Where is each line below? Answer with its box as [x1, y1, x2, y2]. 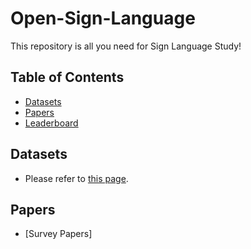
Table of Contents [10, 69, 125, 86]
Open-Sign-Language [10, 7, 196, 30]
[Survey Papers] [24, 228, 93, 240]
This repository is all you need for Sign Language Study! [10, 40, 242, 52]
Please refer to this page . [24, 172, 129, 184]
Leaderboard [24, 117, 79, 129]
